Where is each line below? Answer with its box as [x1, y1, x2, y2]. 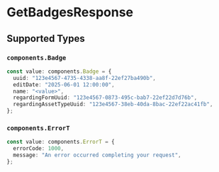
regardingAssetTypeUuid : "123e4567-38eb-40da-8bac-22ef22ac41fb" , [13, 101, 213, 108]
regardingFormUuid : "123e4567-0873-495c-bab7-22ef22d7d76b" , [13, 94, 198, 101]
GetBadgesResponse [6, 4, 134, 21]
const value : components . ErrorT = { [6, 139, 115, 146]
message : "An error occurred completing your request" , [13, 151, 181, 159]
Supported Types [6, 33, 86, 45]
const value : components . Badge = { [6, 68, 112, 75]
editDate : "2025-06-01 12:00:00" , [13, 81, 115, 88]
